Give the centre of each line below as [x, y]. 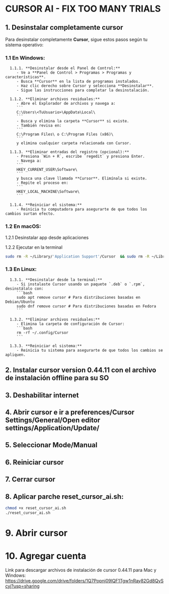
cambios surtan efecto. [30, 214]
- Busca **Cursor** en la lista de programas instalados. [78, 82]
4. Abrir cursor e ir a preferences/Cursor [70, 412]
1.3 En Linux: [21, 269]
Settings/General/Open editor [53, 420]
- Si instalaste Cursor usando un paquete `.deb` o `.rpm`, [80, 284]
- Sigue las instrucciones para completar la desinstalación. [83, 90]
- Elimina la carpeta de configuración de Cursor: [70, 324]
